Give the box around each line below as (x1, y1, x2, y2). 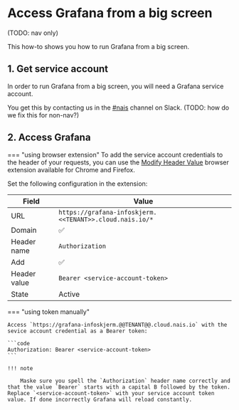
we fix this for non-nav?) (7, 110, 80, 119)
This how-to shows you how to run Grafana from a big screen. (7, 42, 190, 51)
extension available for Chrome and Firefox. (7, 165, 135, 174)
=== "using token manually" (7, 307, 90, 316)
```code (7, 340, 31, 347)
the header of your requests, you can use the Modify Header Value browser (7, 158, 229, 167)
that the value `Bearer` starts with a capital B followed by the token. (7, 383, 231, 391)
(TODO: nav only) (7, 28, 59, 37)
